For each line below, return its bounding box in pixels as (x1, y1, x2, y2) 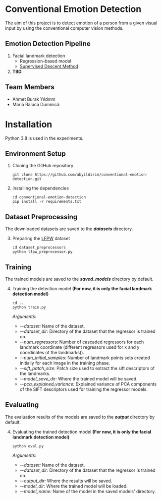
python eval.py (12, 443, 44, 448)
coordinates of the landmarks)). (19, 349, 84, 355)
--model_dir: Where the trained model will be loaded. (19, 483, 128, 489)
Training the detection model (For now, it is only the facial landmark (12, 285, 152, 291)
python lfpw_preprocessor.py (12, 249, 73, 254)
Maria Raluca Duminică (12, 101, 60, 107)
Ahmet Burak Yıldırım (12, 96, 55, 102)
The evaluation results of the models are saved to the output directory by (5, 414, 155, 420)
